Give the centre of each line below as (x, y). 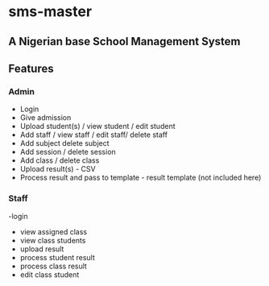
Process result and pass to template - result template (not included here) (141, 178)
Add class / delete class (60, 160)
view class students (53, 240)
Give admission (46, 118)
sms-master (50, 12)
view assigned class (53, 231)
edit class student (50, 274)
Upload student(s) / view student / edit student (97, 126)
